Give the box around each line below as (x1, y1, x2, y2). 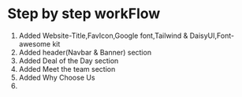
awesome (18, 39, 51, 48)
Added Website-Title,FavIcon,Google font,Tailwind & (18, 31, 188, 40)
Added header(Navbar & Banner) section (18, 47, 151, 57)
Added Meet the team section (18, 64, 116, 73)
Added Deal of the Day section (18, 56, 119, 65)
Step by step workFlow (7, 5, 161, 23)
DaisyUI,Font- (189, 31, 234, 40)
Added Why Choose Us (18, 73, 95, 82)
